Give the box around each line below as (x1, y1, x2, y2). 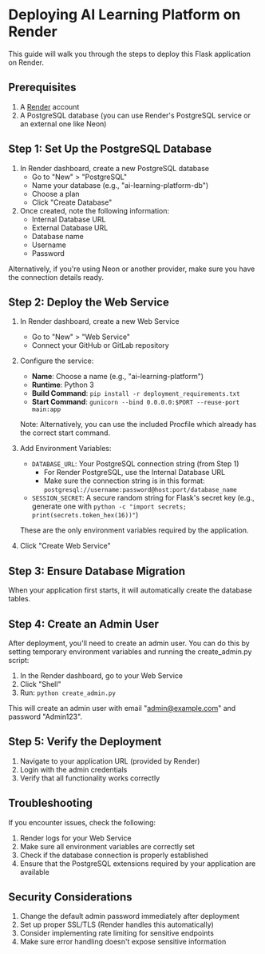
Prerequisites (8, 81, 77, 94)
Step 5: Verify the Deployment (8, 735, 162, 748)
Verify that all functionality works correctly (19, 773, 160, 783)
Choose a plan (31, 189, 80, 198)
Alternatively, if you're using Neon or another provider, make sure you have (8, 264, 255, 273)
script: (8, 656, 30, 665)
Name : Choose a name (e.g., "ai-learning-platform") (31, 372, 204, 381)
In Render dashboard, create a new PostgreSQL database (19, 163, 210, 173)
